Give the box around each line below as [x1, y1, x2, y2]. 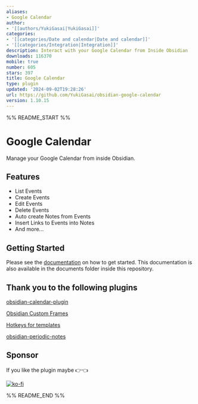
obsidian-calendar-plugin [6, 298, 69, 305]
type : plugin [6, 81, 39, 87]
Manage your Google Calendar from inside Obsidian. [6, 155, 135, 162]
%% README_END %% [6, 391, 66, 399]
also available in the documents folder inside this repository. [6, 265, 154, 272]
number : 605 [6, 64, 36, 70]
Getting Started [6, 243, 65, 253]
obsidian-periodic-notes [6, 333, 66, 340]
